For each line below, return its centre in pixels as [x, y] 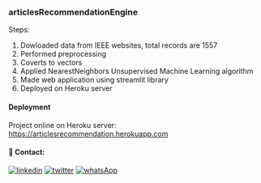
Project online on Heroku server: [62, 125]
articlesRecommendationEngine [73, 12]
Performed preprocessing [63, 54]
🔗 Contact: [27, 152]
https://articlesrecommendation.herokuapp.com [88, 134]
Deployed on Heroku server [66, 88]
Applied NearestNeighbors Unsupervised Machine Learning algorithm [137, 71]
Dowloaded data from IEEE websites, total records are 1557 [119, 45]
